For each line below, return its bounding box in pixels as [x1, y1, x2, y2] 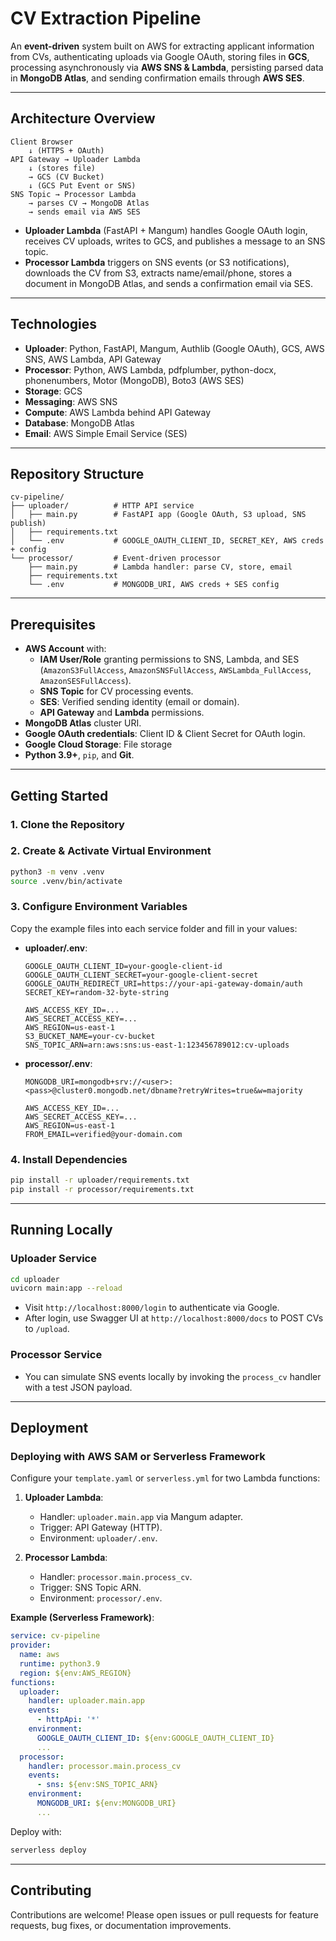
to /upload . [24, 1323, 70, 1335]
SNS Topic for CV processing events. [39, 685, 194, 697]
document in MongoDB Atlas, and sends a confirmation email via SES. [24, 277, 313, 289]
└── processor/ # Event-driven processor [10, 553, 222, 564]
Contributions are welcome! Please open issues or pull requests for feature [10, 1908, 319, 1921]
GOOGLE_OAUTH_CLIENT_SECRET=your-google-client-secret [24, 970, 259, 980]
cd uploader [10, 1274, 60, 1284]
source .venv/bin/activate [10, 876, 123, 886]
